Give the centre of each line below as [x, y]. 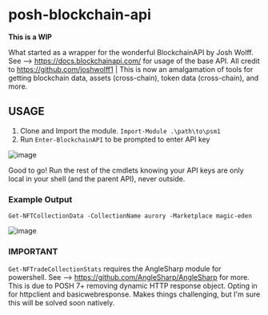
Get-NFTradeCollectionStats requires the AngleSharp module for [115, 269]
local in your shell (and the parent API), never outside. [97, 178]
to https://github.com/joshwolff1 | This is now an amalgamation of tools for [131, 69]
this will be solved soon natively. [62, 303]
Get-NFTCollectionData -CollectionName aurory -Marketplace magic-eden [130, 216]
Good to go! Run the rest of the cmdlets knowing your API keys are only [126, 170]
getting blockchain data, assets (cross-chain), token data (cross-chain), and [134, 78]
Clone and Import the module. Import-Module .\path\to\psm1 [120, 130]
